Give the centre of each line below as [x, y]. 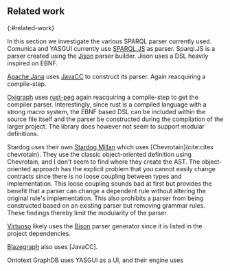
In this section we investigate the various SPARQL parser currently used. [110, 41]
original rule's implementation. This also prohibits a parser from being [105, 198]
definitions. [23, 133]
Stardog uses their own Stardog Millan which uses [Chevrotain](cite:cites [111, 147]
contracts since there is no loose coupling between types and [94, 176]
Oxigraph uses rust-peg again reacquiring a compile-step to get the [103, 97]
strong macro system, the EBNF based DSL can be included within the [106, 111]
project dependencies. [39, 233]
